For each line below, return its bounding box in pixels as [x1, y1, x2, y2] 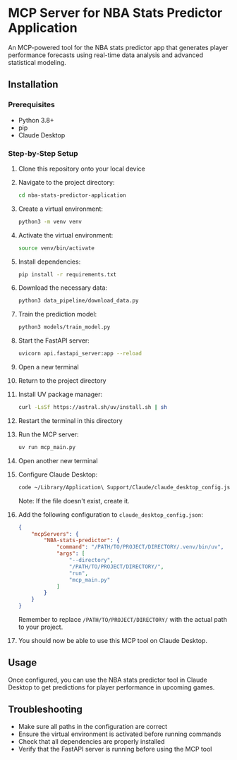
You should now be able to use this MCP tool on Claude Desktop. [18, 637, 207, 645]
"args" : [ [56, 550, 85, 558]
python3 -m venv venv [18, 218, 83, 225]
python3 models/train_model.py [18, 324, 111, 331]
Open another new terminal [18, 456, 98, 465]
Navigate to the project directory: [18, 178, 115, 186]
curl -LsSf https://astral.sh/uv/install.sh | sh [18, 404, 168, 411]
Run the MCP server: [18, 430, 80, 439]
